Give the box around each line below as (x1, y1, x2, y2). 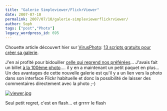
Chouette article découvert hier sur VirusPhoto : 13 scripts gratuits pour (5, 44, 151, 50)
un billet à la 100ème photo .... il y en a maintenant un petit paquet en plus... (5, 64, 159, 70)
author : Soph (5, 21, 32, 26)
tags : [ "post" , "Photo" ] (5, 26, 55, 31)
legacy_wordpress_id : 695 (5, 30, 59, 35)
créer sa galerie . (5, 49, 39, 55)
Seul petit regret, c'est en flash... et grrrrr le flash (5, 100, 106, 105)
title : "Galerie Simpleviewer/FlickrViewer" (5, 7, 99, 12)
